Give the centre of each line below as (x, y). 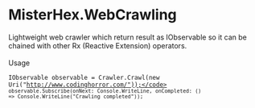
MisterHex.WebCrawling (93, 15)
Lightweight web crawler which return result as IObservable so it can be (127, 37)
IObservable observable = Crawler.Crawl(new (84, 77)
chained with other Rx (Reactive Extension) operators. (98, 45)
